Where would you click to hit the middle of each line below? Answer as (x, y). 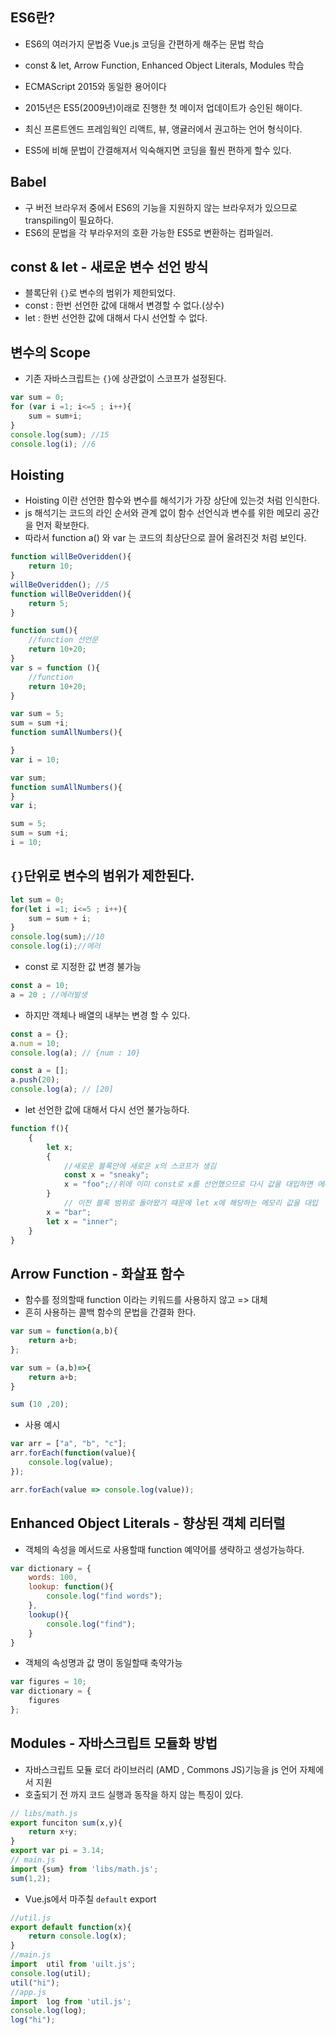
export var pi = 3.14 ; (57, 1851)
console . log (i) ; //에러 (55, 946)
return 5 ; (49, 603)
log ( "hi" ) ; (33, 2020)
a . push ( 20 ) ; (35, 1080)
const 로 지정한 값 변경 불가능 (83, 966)
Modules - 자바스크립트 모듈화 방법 (114, 1743)
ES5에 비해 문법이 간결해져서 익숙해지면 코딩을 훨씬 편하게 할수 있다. (158, 150)
